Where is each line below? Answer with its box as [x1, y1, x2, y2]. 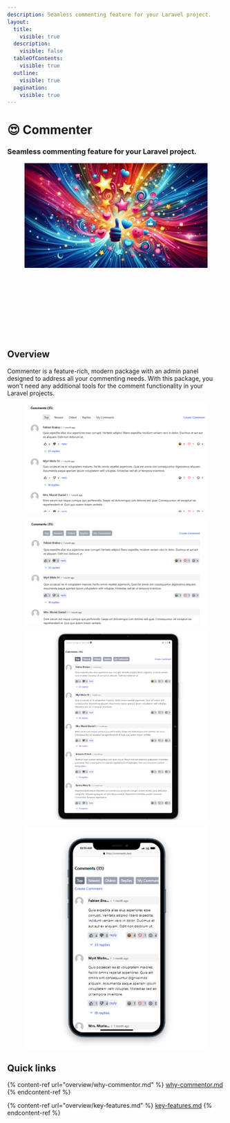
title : [13, 26, 32, 33]
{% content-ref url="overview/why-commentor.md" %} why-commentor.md [7, 1081, 223, 1089]
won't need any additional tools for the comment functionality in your [7, 381, 204, 390]
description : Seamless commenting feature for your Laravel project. [7, 11, 212, 18]
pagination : [13, 84, 48, 91]
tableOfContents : [13, 55, 64, 62]
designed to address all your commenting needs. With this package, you [7, 374, 213, 382]
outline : [13, 69, 39, 76]
